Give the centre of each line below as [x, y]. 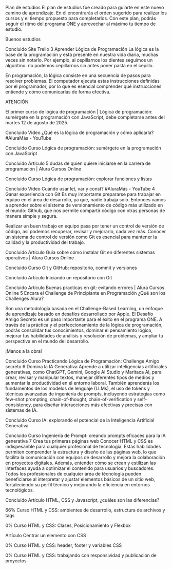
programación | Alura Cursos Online [43, 169]
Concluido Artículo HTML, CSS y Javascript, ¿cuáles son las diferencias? [82, 500]
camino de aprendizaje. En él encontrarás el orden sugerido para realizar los [86, 13]
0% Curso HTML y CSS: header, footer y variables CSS [64, 545]
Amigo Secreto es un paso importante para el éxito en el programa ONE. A [84, 319]
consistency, [19, 405]
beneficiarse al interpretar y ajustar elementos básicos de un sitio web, [80, 479]
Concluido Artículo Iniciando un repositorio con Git [59, 278]
